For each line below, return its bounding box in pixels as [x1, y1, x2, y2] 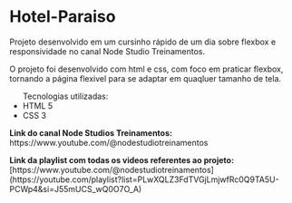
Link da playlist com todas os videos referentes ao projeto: [9, 154, 234, 165]
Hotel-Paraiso [9, 6, 116, 27]
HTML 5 [22, 100, 54, 111]
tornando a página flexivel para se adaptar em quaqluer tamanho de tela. [9, 72, 282, 83]
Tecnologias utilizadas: [22, 91, 109, 101]
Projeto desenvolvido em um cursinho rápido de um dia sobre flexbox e [9, 36, 277, 47]
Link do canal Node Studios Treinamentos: [9, 127, 172, 138]
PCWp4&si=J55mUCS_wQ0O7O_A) [9, 183, 142, 194]
